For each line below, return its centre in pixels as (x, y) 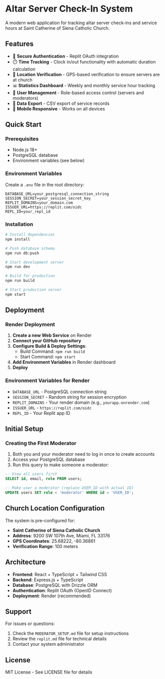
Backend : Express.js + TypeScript (48, 580)
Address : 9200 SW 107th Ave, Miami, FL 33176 (61, 535)
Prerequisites (22, 139)
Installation (19, 224)
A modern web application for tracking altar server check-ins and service (81, 23)
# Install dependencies (30, 235)
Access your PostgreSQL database (49, 460)
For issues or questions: (30, 624)
